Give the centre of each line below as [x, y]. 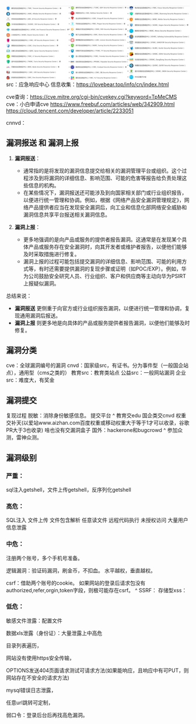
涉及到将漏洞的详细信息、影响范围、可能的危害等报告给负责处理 [105, 178]
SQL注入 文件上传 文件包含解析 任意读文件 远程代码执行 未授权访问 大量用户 [97, 520]
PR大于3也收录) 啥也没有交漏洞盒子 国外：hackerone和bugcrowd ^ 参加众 [94, 430]
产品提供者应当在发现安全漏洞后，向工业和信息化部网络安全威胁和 [108, 207]
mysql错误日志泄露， [31, 690]
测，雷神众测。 [24, 438]
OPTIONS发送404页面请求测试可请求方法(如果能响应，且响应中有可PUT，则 [98, 670]
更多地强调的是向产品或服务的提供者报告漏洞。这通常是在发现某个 [102, 239]
